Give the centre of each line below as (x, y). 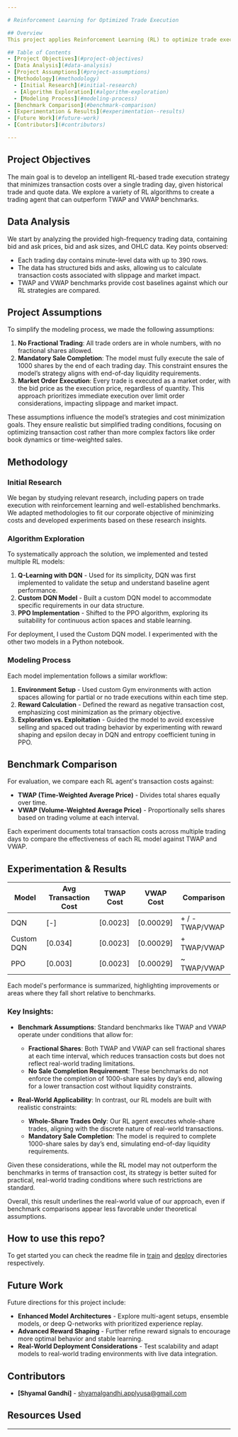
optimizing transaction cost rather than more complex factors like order (111, 432)
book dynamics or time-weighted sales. (65, 440)
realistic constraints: (47, 1107)
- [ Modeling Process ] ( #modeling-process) (76, 99)
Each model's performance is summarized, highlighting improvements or (113, 985)
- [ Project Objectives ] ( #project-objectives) (75, 59)
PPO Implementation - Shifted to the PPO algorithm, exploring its (113, 613)
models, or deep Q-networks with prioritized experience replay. (110, 1324)
